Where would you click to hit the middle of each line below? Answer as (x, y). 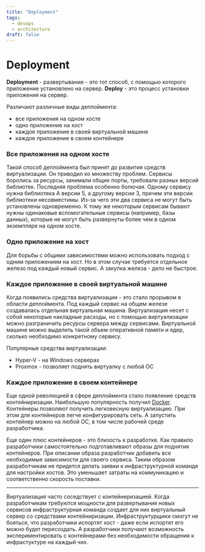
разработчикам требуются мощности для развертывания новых (91, 503)
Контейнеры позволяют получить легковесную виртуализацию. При (96, 409)
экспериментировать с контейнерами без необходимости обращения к (100, 535)
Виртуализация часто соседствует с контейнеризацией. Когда (88, 497)
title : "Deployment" (33, 12)
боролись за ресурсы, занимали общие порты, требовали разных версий (103, 181)
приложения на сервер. (38, 95)
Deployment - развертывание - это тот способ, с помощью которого (96, 82)
